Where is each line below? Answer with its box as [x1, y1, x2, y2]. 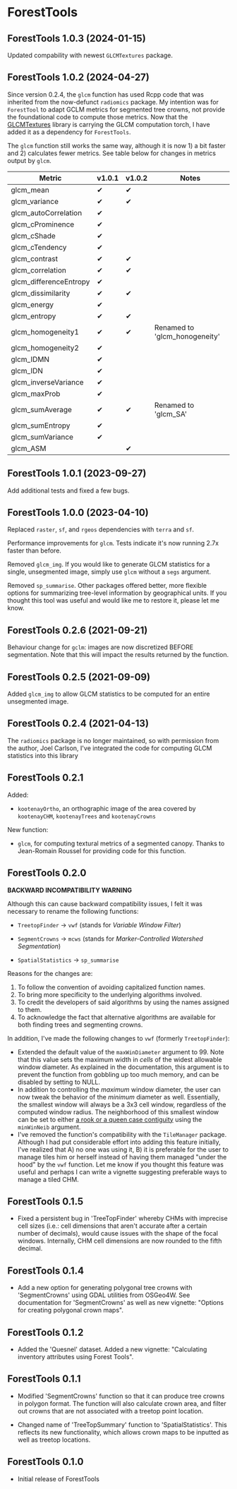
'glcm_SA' [154, 409, 188, 418]
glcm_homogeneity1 [11, 327, 80, 337]
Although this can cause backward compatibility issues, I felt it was [7, 899, 203, 908]
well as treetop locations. [17, 1435, 91, 1444]
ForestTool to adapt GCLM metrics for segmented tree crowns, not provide [7, 105, 226, 114]
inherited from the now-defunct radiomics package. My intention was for [7, 97, 219, 106]
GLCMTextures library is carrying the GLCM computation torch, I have [7, 120, 210, 128]
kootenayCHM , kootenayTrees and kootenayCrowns [17, 812, 157, 820]
